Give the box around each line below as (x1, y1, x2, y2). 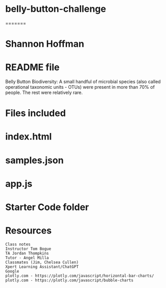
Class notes (5, 242, 31, 247)
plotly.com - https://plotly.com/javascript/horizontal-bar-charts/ (5, 273, 154, 278)
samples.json (5, 155, 64, 166)
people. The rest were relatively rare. (5, 89, 83, 95)
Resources (5, 225, 52, 237)
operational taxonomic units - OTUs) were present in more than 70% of (5, 84, 155, 90)
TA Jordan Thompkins (5, 251, 50, 256)
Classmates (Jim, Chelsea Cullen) (5, 260, 79, 265)
